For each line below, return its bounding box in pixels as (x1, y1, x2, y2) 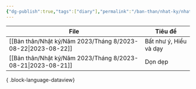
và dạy (145, 44, 163, 53)
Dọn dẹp (145, 57, 169, 66)
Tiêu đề (155, 27, 177, 35)
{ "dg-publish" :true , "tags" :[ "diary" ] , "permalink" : (6, 8, 132, 15)
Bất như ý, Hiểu (145, 37, 187, 45)
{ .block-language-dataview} (6, 76, 75, 83)
